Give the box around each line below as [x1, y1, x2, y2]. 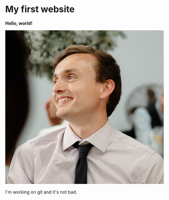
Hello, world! [5, 20, 33, 26]
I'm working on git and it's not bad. [5, 189, 77, 195]
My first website [5, 4, 75, 15]
